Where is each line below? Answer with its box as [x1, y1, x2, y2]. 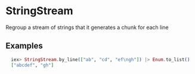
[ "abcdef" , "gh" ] [11, 62, 54, 68]
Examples [5, 41, 43, 51]
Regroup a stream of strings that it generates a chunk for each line [5, 24, 169, 31]
